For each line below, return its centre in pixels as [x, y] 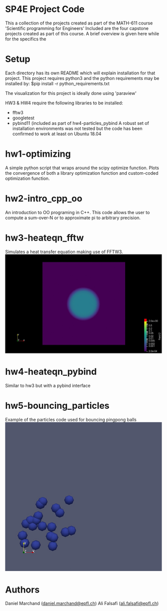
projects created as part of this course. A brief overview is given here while [82, 33]
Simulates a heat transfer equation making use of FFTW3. [64, 252]
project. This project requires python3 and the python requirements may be [82, 78]
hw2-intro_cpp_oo [44, 199]
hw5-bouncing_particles [57, 406]
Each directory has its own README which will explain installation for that [80, 73]
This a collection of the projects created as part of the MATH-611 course [79, 23]
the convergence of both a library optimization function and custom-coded [82, 173]
